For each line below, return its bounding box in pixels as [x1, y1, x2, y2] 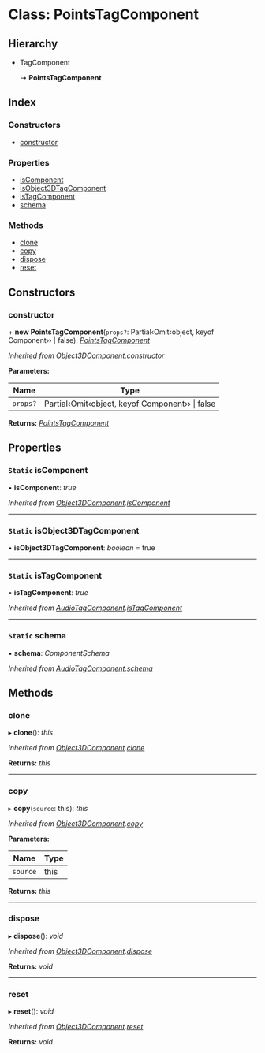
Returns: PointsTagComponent [8, 418, 110, 427]
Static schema [8, 631, 67, 642]
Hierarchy [8, 37, 58, 50]
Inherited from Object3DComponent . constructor [8, 351, 165, 360]
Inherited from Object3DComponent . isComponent [8, 498, 171, 508]
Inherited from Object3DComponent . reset [8, 1022, 144, 1032]
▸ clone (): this [8, 727, 54, 738]
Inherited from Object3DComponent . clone [8, 743, 145, 753]
